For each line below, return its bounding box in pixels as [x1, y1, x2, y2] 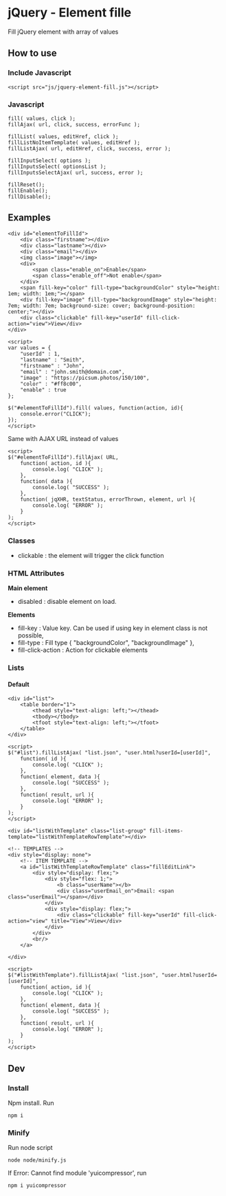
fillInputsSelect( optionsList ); [8, 163, 107, 170]
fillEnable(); [8, 187, 49, 194]
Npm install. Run [8, 1099, 54, 1107]
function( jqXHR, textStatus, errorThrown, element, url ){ [20, 496, 196, 503]
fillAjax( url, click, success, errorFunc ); [8, 121, 140, 128]
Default [8, 680, 30, 688]
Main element [8, 584, 48, 592]
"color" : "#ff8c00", [20, 380, 82, 387]
